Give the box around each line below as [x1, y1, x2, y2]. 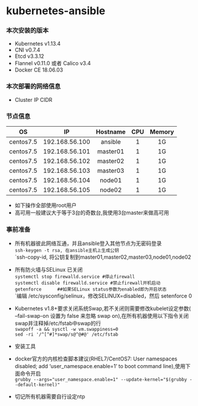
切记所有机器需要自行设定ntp [14, 393, 86, 400]
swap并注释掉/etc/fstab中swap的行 [14, 320, 102, 327]
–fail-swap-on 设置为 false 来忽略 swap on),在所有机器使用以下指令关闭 [14, 312, 189, 320]
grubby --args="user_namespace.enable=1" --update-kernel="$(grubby [14, 377, 187, 383]
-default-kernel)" [14, 382, 60, 388]
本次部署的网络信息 [6, 82, 61, 91]
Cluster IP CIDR [14, 96, 53, 103]
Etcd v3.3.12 [14, 53, 44, 60]
